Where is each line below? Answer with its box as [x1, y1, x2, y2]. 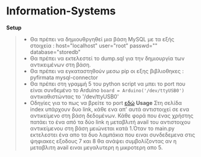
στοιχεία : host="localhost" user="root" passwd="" [29, 42, 158, 49]
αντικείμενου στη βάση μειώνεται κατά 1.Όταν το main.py [29, 125, 175, 132]
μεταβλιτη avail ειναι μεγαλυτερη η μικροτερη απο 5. [29, 144, 163, 151]
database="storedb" [29, 48, 81, 55]
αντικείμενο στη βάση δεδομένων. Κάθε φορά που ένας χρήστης [29, 112, 194, 119]
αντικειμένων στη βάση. [29, 61, 91, 68]
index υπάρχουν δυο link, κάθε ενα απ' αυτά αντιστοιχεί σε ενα [29, 105, 190, 113]
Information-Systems [6, 4, 116, 18]
